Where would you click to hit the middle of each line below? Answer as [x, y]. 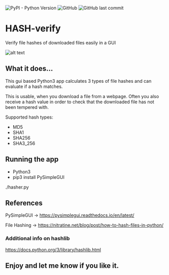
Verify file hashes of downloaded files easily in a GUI [61, 42]
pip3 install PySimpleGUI [38, 177]
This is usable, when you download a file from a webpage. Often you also [82, 96]
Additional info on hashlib [38, 239]
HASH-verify [33, 29]
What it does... [29, 69]
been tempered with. [27, 107]
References [24, 203]
